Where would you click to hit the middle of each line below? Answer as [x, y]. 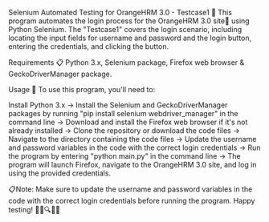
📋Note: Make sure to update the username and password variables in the [130, 189]
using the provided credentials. [59, 173]
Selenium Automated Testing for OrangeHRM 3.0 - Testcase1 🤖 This [120, 12]
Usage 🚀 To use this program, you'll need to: [82, 89]
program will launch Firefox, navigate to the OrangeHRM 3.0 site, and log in [132, 165]
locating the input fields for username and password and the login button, [130, 38]
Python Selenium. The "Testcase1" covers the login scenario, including [125, 29]
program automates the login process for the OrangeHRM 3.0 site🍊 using [129, 21]
